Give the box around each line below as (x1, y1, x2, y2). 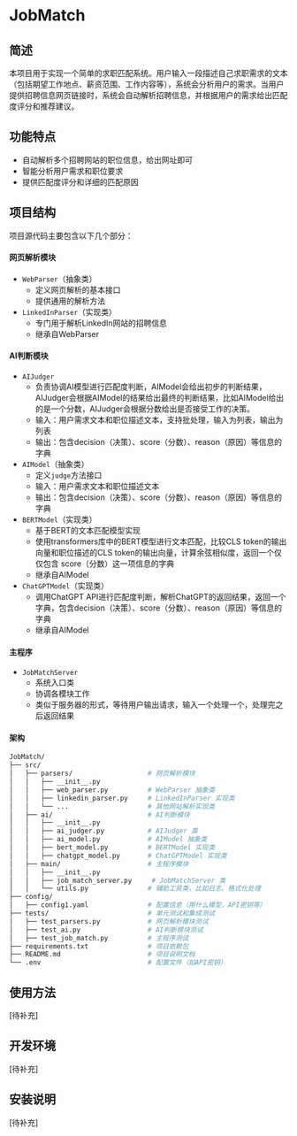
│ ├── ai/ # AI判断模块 (9, 810, 190, 819)
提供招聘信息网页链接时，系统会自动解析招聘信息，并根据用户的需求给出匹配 (9, 90, 288, 100)
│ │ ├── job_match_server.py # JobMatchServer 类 (9, 876, 226, 885)
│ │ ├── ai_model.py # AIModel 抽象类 (9, 835, 208, 844)
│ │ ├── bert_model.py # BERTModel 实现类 (9, 843, 216, 852)
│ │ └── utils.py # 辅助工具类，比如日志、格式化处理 (9, 884, 262, 894)
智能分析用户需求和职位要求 (21, 165, 124, 176)
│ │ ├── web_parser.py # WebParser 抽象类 (9, 785, 216, 794)
